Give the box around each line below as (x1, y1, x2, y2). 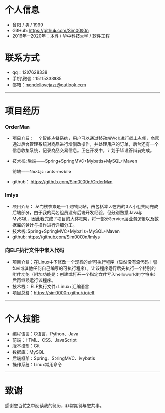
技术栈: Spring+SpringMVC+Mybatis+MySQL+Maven (12, 228, 120, 234)
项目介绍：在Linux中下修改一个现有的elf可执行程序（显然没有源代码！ (12, 259, 154, 265)
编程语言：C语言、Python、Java (12, 331, 79, 337)
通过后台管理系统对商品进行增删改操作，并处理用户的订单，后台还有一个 (12, 141, 159, 147)
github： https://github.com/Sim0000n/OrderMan (12, 179, 113, 185)
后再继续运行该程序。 (12, 277, 55, 283)
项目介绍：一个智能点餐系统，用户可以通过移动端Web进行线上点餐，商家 (12, 135, 160, 141)
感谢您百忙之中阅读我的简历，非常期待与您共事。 (5, 402, 104, 408)
